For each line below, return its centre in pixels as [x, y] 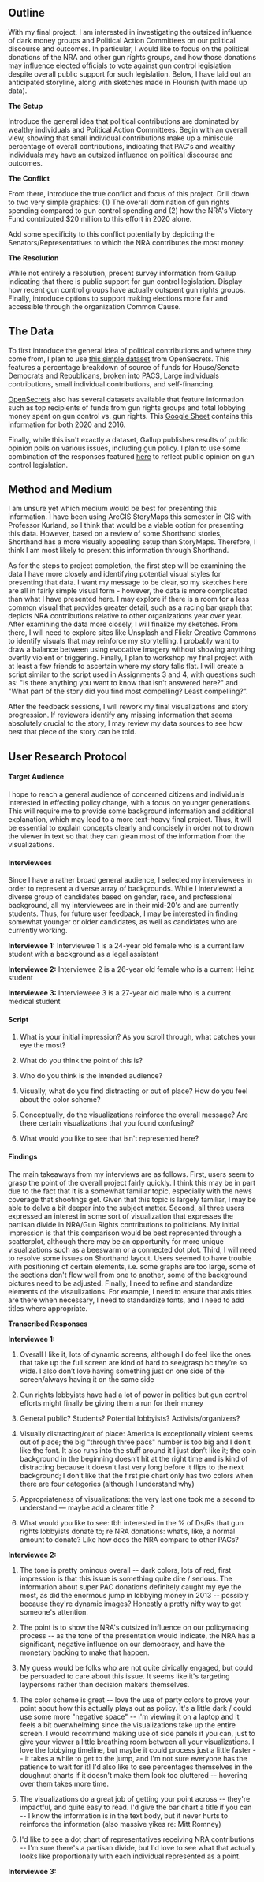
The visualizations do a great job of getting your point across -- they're [135, 1798]
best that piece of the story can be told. [72, 732]
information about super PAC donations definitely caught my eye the [130, 1587]
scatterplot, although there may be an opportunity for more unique [116, 1241]
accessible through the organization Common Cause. [95, 306]
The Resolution [33, 258]
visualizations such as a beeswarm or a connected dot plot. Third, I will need [133, 1249]
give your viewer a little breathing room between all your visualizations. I [137, 1742]
